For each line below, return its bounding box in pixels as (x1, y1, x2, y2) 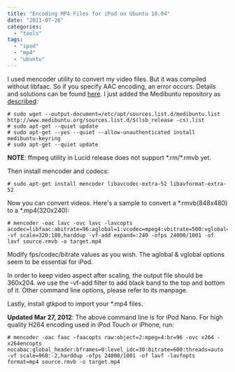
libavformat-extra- (170, 180, 227, 187)
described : (7, 97, 38, 105)
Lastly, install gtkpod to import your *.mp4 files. (7, 299, 143, 308)
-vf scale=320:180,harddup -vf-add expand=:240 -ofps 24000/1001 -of (7, 232, 215, 239)
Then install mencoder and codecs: (7, 167, 110, 175)
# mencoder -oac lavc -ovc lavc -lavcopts (7, 219, 133, 227)
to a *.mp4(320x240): (7, 206, 70, 214)
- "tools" (13, 29, 42, 37)
